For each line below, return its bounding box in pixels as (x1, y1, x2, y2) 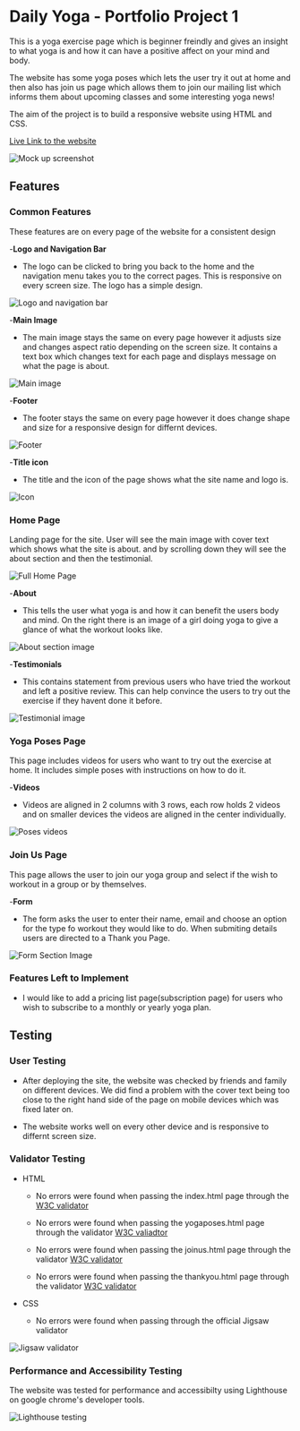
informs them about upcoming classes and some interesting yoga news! (9, 91, 275, 102)
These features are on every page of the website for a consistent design (9, 226, 276, 236)
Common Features (9, 206, 91, 219)
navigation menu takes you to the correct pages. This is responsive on (21, 270, 282, 281)
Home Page (9, 513, 61, 526)
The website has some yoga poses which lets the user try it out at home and (9, 72, 291, 82)
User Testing (9, 1055, 66, 1067)
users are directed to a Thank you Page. (21, 932, 170, 943)
